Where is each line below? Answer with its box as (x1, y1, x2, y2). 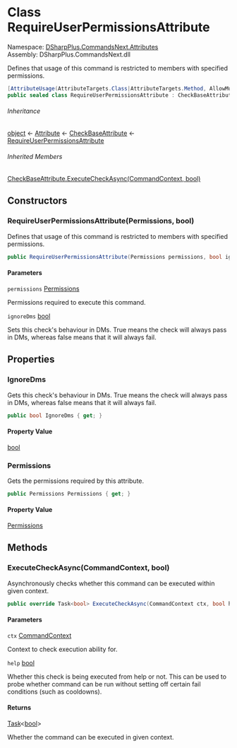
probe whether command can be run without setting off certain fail (7, 679, 201, 688)
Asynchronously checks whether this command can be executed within (7, 579, 215, 588)
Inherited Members (7, 153, 63, 161)
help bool (7, 658, 35, 667)
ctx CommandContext (7, 631, 72, 640)
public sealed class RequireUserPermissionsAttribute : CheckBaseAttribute (7, 91, 235, 99)
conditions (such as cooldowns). (7, 687, 102, 696)
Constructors (7, 195, 68, 207)
